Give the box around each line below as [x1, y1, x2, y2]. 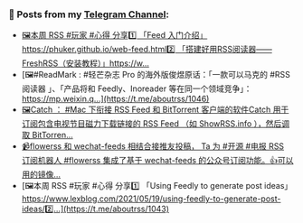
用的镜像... [21, 169, 61, 180]
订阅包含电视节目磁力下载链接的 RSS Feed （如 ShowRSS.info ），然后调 [21, 118, 290, 129]
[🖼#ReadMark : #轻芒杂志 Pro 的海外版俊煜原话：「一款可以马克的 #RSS [21, 70, 291, 80]
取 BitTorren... [21, 130, 73, 141]
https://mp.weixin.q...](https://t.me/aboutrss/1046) [21, 94, 210, 105]
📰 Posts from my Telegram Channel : [8, 8, 169, 21]
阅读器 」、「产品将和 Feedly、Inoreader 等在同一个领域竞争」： [21, 83, 252, 94]
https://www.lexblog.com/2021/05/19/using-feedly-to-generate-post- [21, 193, 281, 204]
